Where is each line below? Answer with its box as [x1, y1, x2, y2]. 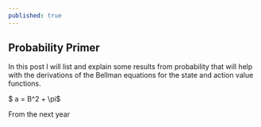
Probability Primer [8, 41, 101, 55]
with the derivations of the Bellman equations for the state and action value [8, 71, 254, 80]
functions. [8, 79, 41, 88]
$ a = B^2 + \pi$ [8, 94, 61, 104]
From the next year [8, 110, 71, 119]
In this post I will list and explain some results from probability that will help [8, 62, 253, 71]
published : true [8, 11, 62, 20]
